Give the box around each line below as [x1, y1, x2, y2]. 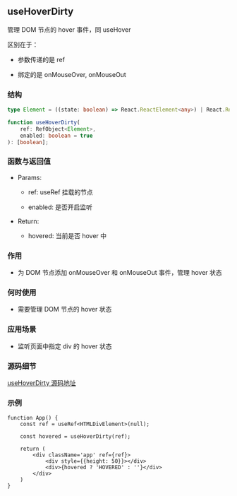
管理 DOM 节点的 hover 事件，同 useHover [7, 25, 131, 34]
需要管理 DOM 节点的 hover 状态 [17, 305, 112, 314]
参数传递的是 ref [17, 55, 66, 64]
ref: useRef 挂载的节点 [28, 187, 93, 196]
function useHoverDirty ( [7, 119, 80, 126]
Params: [17, 173, 42, 182]
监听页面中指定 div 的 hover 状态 [17, 342, 112, 350]
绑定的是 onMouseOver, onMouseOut [17, 70, 127, 78]
